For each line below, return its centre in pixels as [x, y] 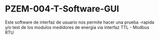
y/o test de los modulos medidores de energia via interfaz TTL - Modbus [77, 27]
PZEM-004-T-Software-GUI [62, 9]
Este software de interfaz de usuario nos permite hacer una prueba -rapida [80, 22]
